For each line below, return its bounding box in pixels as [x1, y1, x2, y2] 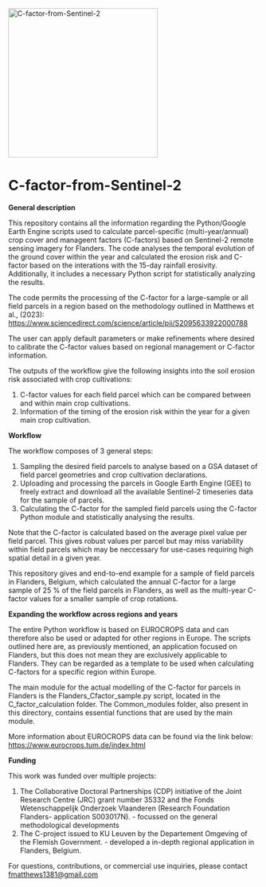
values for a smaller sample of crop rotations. [29, 593, 178, 604]
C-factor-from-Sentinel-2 [8, 177, 182, 194]
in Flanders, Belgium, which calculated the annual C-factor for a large [8, 576, 237, 586]
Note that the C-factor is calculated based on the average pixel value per [8, 527, 248, 537]
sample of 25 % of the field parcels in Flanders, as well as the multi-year [8, 585, 246, 595]
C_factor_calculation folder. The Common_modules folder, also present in [8, 699, 248, 709]
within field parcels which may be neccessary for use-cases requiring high [8, 545, 253, 554]
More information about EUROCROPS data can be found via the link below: [8, 732, 253, 741]
